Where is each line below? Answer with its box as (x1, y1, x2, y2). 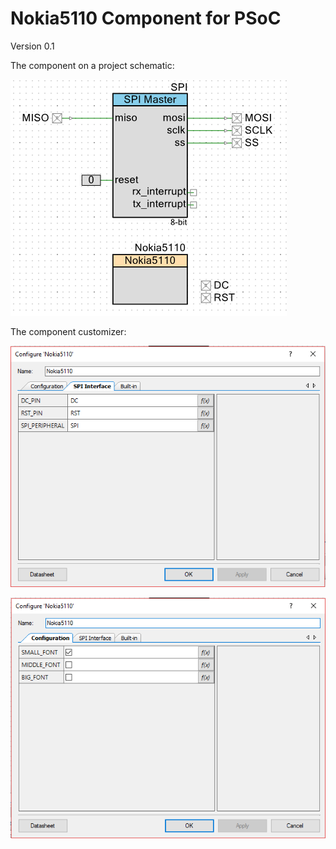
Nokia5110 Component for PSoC (10, 7, 282, 30)
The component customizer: (10, 325, 127, 337)
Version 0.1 (10, 40, 55, 52)
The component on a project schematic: (10, 59, 175, 71)
